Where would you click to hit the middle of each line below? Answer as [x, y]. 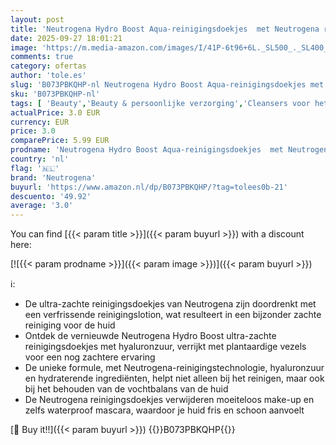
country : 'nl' [40, 159]
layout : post [37, 19]
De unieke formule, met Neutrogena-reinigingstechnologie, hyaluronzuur [174, 368]
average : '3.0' [42, 206]
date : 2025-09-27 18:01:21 [66, 38]
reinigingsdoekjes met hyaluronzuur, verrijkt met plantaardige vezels [165, 347]
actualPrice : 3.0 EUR [55, 112]
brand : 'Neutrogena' [53, 177]
